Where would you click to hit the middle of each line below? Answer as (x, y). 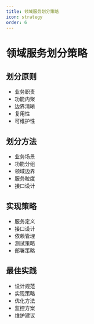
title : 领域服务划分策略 (32, 11)
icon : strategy (24, 17)
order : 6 (17, 22)
